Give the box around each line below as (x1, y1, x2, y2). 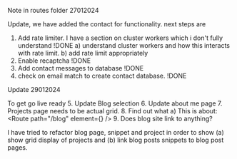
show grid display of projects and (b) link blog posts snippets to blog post (7, 135, 224, 144)
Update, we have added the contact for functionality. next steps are (7, 20, 206, 28)
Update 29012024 (7, 86, 61, 93)
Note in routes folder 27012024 (7, 6, 99, 14)
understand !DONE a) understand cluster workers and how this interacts (17, 41, 231, 49)
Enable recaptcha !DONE (17, 56, 91, 65)
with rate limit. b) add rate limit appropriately (17, 49, 148, 57)
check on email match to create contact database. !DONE (17, 71, 187, 80)
